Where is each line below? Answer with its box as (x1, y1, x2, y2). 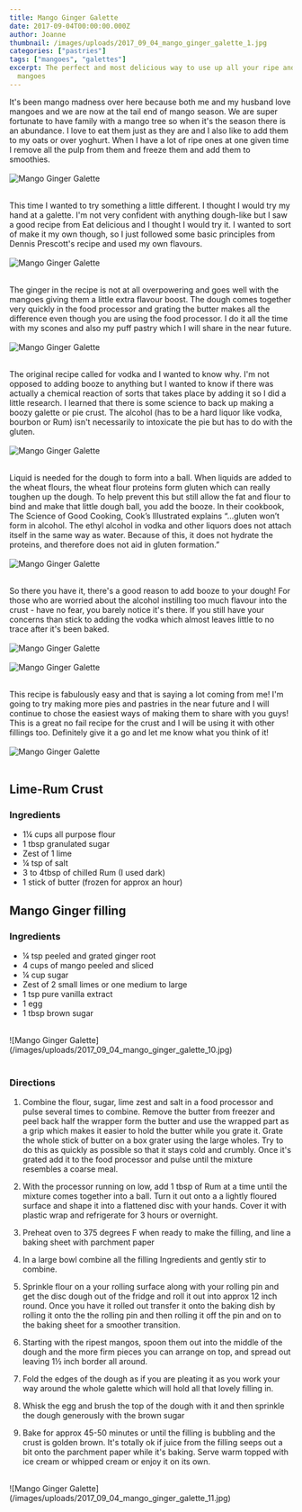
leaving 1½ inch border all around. (22, 1356, 148, 1367)
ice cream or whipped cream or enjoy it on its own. (22, 1456, 211, 1467)
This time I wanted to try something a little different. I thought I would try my (9, 200, 290, 211)
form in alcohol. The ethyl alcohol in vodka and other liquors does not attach (9, 519, 292, 531)
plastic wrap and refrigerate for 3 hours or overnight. (22, 1210, 218, 1220)
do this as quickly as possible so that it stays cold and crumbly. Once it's (22, 1145, 292, 1156)
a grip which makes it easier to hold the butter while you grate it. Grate (22, 1126, 283, 1137)
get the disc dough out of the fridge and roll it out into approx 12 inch (22, 1291, 278, 1301)
